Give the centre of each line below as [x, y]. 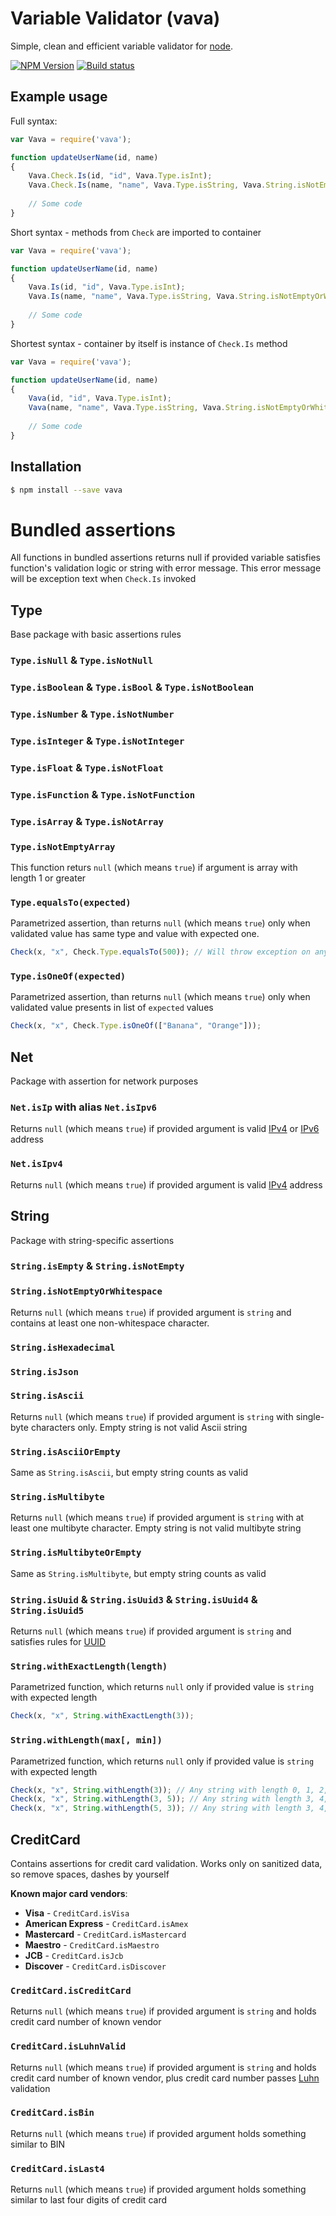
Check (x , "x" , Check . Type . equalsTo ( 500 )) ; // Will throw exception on [160, 952]
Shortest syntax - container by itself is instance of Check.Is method [149, 343]
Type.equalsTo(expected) [71, 902]
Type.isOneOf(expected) [68, 976]
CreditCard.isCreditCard [71, 1990]
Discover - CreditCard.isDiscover [95, 1966]
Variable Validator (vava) [115, 18]
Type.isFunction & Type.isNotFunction [103, 794]
